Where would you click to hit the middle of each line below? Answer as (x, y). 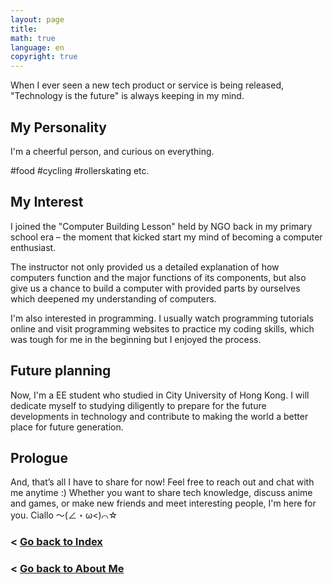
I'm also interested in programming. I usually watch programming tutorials (162, 318)
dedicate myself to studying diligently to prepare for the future (138, 405)
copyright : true (44, 57)
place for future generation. (67, 427)
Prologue (39, 457)
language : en (37, 47)
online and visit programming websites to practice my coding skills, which (162, 328)
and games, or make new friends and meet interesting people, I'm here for (163, 503)
